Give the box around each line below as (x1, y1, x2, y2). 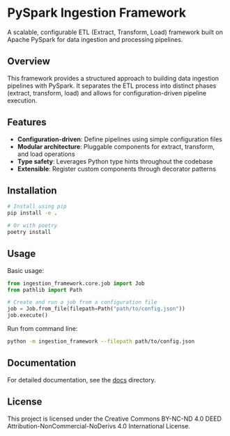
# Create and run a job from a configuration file (7, 299, 158, 306)
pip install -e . (7, 210, 58, 217)
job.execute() (7, 312, 49, 319)
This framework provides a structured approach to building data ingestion (7, 74, 220, 82)
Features (7, 116, 47, 128)
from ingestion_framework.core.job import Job (7, 280, 145, 287)
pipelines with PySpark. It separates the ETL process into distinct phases (7, 81, 217, 90)
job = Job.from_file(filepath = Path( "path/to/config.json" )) (7, 305, 186, 313)
